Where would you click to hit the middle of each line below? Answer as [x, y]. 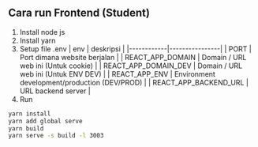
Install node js [42, 32]
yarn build [26, 128]
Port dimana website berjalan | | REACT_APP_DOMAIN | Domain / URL [133, 57]
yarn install [30, 114]
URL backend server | [55, 91]
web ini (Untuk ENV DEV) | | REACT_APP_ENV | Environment [117, 73]
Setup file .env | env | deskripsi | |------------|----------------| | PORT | [136, 49]
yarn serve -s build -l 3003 [56, 136]
